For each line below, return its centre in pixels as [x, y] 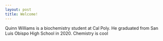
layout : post [18, 10]
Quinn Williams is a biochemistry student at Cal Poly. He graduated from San [82, 28]
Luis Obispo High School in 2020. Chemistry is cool [57, 33]
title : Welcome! [21, 14]
